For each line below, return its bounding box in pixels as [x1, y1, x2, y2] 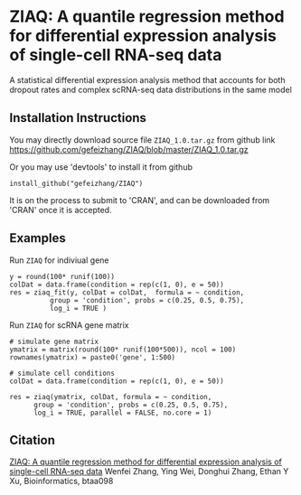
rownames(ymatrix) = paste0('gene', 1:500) [9, 352, 176, 362]
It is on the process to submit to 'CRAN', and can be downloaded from [9, 194, 270, 205]
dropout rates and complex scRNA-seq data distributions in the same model [9, 84, 292, 95]
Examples [9, 230, 66, 246]
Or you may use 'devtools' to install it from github [9, 161, 193, 173]
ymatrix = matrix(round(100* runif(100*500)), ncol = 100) [9, 345, 237, 354]
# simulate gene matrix [9, 337, 99, 346]
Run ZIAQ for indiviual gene [9, 255, 109, 266]
